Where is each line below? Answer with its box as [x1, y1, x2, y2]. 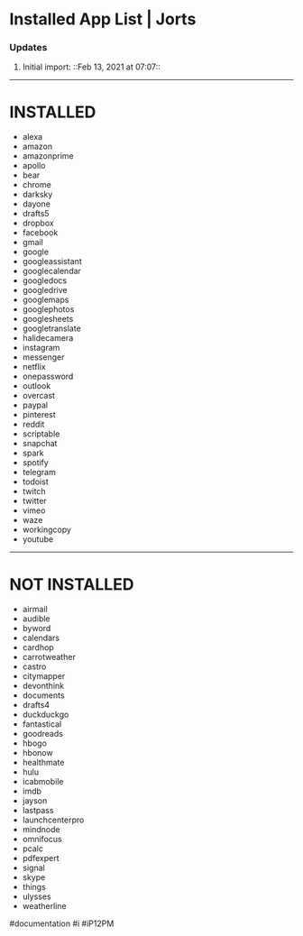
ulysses [22, 891, 51, 902]
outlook [22, 381, 51, 391]
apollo [22, 161, 46, 171]
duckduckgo [22, 709, 69, 720]
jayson [22, 795, 48, 806]
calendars [22, 632, 60, 644]
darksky [22, 189, 53, 200]
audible [22, 613, 51, 624]
